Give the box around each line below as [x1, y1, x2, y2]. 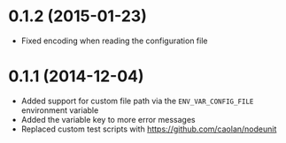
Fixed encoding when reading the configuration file [20, 35, 208, 46]
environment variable [20, 104, 99, 116]
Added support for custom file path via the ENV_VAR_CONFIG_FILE [20, 95, 254, 106]
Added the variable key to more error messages [20, 114, 196, 124]
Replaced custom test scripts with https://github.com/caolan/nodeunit [20, 124, 277, 134]
